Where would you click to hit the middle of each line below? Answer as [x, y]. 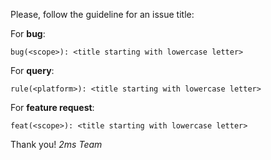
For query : [32, 70]
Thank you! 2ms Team [56, 144]
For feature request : [52, 107]
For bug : [28, 33]
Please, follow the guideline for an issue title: [102, 14]
